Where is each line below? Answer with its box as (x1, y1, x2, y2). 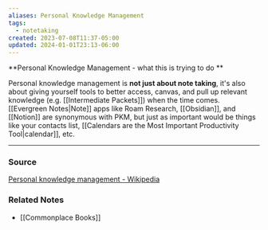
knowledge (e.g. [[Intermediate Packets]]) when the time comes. (8, 96, 221, 105)
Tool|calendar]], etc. (8, 129, 76, 139)
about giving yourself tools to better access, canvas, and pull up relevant (8, 87, 247, 96)
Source (8, 157, 37, 168)
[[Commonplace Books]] (19, 212, 101, 222)
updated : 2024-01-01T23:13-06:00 (8, 41, 120, 49)
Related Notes (8, 194, 65, 205)
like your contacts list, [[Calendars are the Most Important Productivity (8, 121, 239, 131)
